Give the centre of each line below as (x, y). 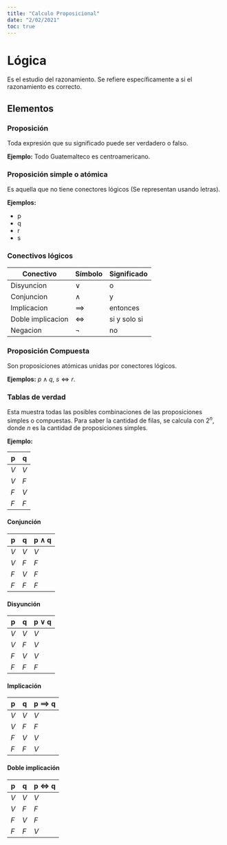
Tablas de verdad (37, 397)
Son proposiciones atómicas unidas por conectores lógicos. (92, 365)
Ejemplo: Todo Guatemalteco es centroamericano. (79, 156)
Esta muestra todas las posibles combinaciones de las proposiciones (105, 412)
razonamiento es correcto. (45, 87)
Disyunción (24, 604)
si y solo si (126, 319)
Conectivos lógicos (40, 256)
